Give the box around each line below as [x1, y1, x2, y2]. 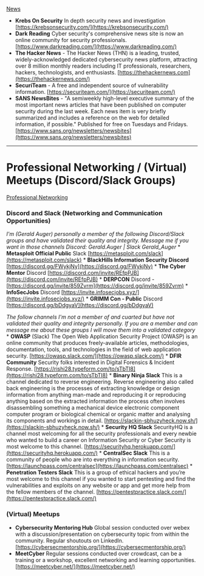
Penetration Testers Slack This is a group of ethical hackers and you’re [6, 469, 186, 476]
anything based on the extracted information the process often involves [6, 397, 185, 405]
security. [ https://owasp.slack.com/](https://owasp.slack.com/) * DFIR [6, 352, 182, 360]
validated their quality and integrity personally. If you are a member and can [6, 320, 198, 327]
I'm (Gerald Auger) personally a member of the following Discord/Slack [6, 230, 185, 238]
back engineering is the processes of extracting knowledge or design [6, 385, 180, 392]
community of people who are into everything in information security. [6, 456, 180, 463]
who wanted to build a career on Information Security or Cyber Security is [6, 436, 191, 444]
